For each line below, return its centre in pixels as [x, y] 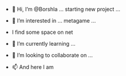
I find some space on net [42, 32]
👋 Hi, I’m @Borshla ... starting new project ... [66, 9]
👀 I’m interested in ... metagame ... [54, 20]
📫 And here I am [33, 67]
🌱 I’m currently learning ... [44, 44]
